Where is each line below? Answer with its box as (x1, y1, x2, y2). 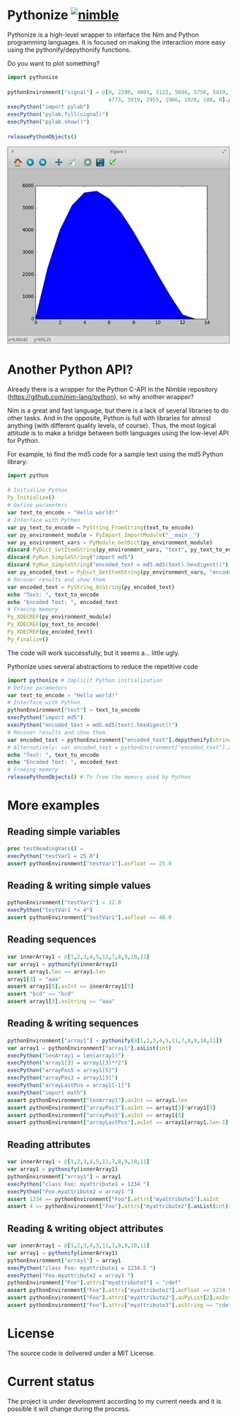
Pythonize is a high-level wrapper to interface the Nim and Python (7, 30, 200, 39)
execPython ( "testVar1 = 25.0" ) (7, 852, 99, 860)
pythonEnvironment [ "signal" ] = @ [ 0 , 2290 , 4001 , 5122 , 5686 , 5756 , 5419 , (7, 88, 229, 95)
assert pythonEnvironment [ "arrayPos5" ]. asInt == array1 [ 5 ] (7, 1111, 185, 1119)
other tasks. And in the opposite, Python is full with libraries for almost (7, 413, 212, 422)
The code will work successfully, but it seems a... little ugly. (7, 649, 180, 657)
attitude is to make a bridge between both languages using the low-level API (7, 428, 229, 437)
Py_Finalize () (7, 636, 49, 643)
